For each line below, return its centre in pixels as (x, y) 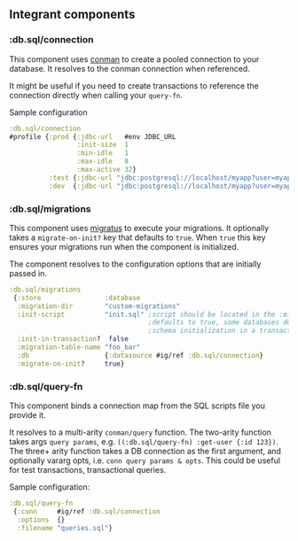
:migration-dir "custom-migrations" (98, 306)
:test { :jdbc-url (81, 178)
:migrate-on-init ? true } (71, 363)
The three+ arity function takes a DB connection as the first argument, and (145, 452)
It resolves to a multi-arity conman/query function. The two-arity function (141, 432)
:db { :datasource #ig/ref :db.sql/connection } (141, 355)
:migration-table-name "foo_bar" (79, 348)
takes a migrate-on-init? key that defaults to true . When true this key (137, 237)
